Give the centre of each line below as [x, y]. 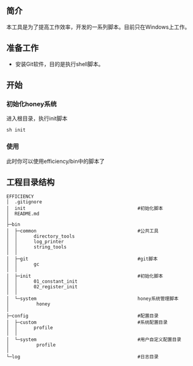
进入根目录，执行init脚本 [37, 119]
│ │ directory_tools [41, 237]
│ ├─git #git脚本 [82, 259]
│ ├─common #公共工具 [82, 231]
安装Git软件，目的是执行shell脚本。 [59, 64]
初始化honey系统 [31, 104]
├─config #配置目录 [82, 316]
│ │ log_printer [35, 242]
